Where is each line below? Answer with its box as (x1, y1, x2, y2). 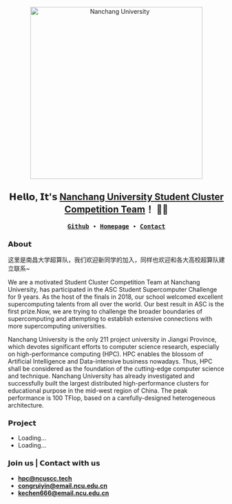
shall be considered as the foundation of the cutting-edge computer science (8, 365, 224, 373)
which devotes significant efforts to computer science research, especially (8, 343, 220, 351)
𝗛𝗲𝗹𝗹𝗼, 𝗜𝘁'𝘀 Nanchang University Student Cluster (8, 191, 224, 203)
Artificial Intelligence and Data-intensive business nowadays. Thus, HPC (8, 357, 213, 366)
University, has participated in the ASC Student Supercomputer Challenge (8, 286, 218, 294)
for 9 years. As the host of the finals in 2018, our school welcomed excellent (8, 293, 223, 301)
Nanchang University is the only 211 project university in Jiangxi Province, (8, 335, 217, 344)
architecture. (8, 401, 44, 410)
